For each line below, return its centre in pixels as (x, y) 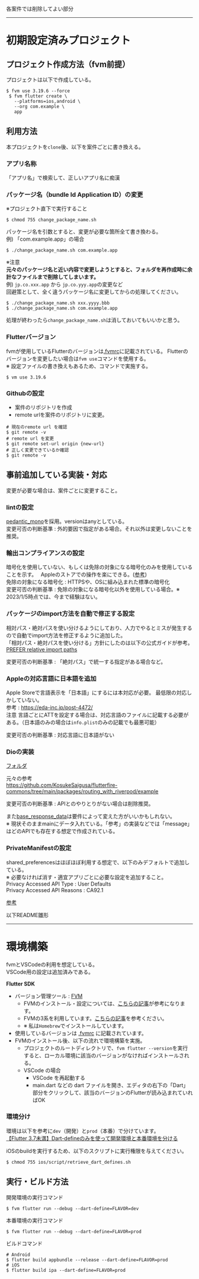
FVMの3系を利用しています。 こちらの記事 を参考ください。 (95, 1018)
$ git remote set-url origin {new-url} (55, 444)
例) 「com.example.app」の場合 (45, 239)
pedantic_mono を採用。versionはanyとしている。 (67, 521)
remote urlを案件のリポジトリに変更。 (61, 415)
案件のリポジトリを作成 (43, 407)
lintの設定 (20, 507)
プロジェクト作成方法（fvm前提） (68, 64)
